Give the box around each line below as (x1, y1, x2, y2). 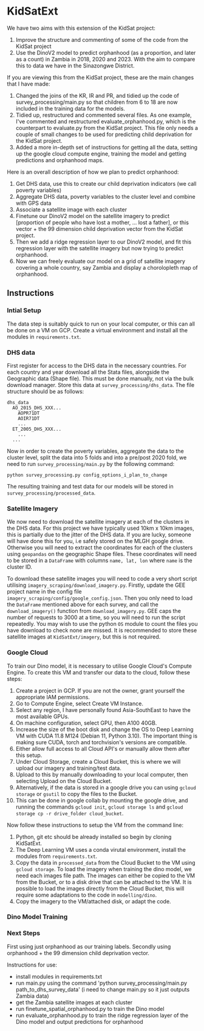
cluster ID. (7, 563, 33, 570)
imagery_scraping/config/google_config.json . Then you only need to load (7, 594, 193, 602)
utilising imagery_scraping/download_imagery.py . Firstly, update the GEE (7, 581, 186, 589)
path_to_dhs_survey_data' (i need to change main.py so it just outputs (15, 985, 190, 993)
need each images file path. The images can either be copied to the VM (15, 872, 195, 879)
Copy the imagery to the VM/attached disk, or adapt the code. (15, 897, 172, 905)
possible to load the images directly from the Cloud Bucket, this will (15, 885, 185, 892)
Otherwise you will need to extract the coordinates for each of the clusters (7, 544, 193, 551)
